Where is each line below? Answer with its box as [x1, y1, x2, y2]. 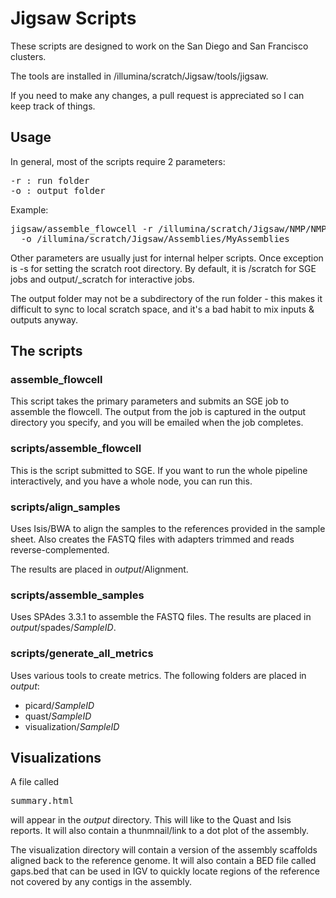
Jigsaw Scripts [10, 7, 137, 30]
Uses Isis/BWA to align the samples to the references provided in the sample [10, 523, 326, 535]
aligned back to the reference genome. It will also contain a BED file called [10, 855, 317, 867]
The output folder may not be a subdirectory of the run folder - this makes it [10, 292, 323, 304]
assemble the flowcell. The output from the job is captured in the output [10, 406, 307, 418]
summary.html [10, 795, 75, 807]
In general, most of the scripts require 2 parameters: [10, 155, 226, 167]
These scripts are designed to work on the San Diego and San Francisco [10, 40, 309, 52]
